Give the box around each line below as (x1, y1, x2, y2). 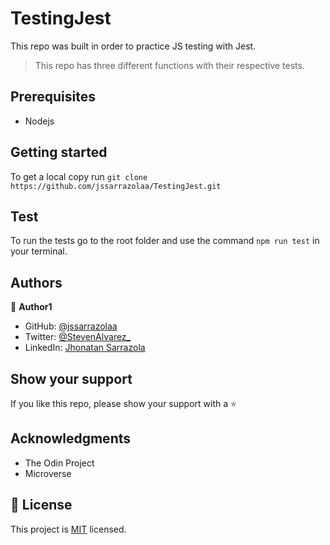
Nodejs (24, 115, 55, 127)
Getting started (10, 144, 108, 161)
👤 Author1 (10, 301, 53, 313)
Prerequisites (10, 88, 96, 106)
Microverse (24, 467, 72, 479)
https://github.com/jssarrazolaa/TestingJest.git (10, 181, 222, 191)
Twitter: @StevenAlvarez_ (24, 331, 131, 343)
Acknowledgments (10, 430, 132, 447)
